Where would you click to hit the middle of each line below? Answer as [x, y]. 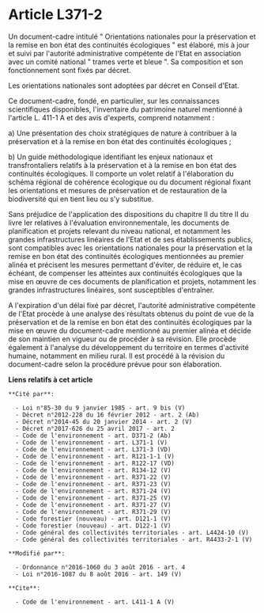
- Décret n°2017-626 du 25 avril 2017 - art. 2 [95, 428]
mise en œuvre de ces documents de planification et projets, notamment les [132, 281]
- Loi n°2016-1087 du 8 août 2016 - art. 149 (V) [98, 574]
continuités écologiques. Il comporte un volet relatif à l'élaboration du [121, 173]
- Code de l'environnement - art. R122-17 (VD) [95, 463]
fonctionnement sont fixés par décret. [70, 70]
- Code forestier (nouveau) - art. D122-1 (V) [93, 525]
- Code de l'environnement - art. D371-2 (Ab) [93, 436]
